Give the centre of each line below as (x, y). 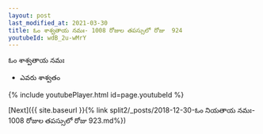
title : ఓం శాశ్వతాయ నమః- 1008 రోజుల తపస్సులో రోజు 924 (95, 30)
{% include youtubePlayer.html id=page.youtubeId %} (96, 95)
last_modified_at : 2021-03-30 (58, 23)
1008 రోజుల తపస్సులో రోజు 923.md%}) (67, 121)
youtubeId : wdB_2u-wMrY (48, 38)
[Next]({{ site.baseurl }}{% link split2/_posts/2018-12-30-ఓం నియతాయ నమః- (132, 110)
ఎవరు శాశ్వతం (40, 78)
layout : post (30, 15)
